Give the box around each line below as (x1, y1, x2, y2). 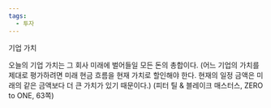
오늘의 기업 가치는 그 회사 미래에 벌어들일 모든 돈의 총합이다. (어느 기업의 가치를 (8, 60, 260, 70)
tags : (8, 11, 27, 20)
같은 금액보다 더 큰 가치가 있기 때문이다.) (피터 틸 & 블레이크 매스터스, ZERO (23, 80, 264, 90)
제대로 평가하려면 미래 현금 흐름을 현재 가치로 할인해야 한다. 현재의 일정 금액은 (8, 70, 256, 80)
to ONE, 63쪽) (8, 90, 54, 100)
